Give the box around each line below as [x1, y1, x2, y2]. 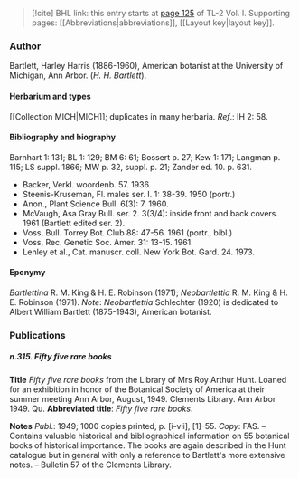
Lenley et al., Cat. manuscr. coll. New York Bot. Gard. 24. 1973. [22, 246, 256, 257]
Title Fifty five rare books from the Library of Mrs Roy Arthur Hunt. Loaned [9, 374, 287, 385]
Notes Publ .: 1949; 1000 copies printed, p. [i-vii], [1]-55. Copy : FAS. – [9, 420, 266, 431]
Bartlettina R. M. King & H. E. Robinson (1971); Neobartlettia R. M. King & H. [9, 287, 288, 298]
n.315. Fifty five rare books [9, 351, 112, 362]
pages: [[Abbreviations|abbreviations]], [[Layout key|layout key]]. [31, 17, 276, 28]
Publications [9, 329, 66, 341]
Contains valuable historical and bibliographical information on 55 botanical [9, 430, 290, 441]
